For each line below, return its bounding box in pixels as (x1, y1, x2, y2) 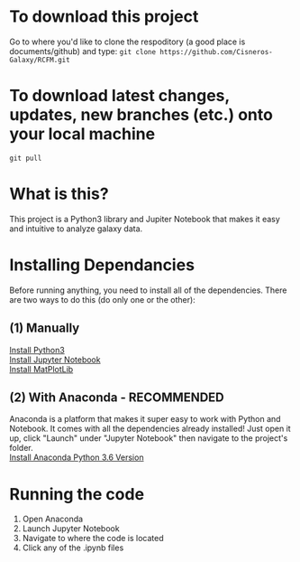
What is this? (9, 183, 110, 204)
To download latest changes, (9, 86, 230, 106)
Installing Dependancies (9, 255, 195, 275)
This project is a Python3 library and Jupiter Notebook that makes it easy (9, 213, 281, 224)
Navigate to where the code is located (22, 533, 164, 544)
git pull (9, 154, 42, 163)
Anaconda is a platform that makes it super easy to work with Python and (9, 414, 281, 425)
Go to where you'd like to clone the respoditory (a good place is (9, 36, 246, 47)
